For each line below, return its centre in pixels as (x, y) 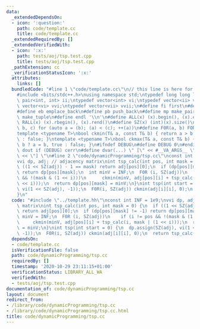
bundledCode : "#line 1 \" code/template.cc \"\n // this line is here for (102, 89)
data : (13, 12)
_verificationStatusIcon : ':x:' (52, 73)
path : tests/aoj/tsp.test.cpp (54, 56)
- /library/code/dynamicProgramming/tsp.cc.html (68, 311)
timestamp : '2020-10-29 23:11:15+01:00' (62, 267)
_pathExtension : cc (36, 67)
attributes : (26, 78)
